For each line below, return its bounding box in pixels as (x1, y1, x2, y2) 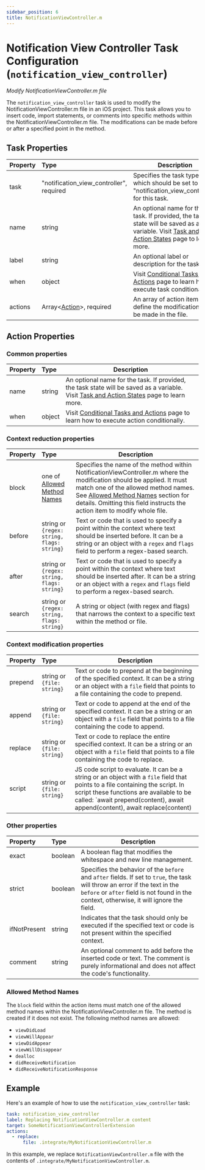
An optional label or (133, 252, 189, 261)
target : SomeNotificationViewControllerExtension (6, 1122, 135, 1128)
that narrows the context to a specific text (76, 610, 195, 618)
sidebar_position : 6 (6, 9, 59, 15)
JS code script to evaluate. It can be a (74, 765, 183, 774)
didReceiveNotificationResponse (15, 1067, 98, 1073)
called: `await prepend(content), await (74, 796, 184, 804)
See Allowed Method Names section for (76, 491, 190, 500)
